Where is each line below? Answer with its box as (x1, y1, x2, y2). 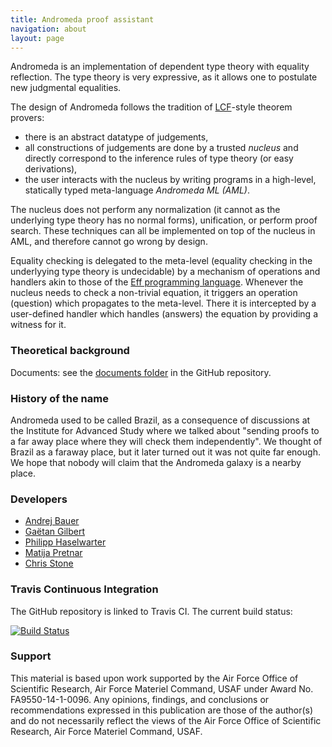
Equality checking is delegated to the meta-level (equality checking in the (10, 255, 313, 267)
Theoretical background (10, 344, 130, 358)
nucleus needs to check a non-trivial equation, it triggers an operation (10, 287, 298, 299)
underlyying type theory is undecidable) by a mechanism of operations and (10, 266, 321, 278)
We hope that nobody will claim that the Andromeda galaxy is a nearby (10, 456, 302, 468)
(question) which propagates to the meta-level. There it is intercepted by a (10, 297, 317, 310)
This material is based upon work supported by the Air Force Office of (10, 672, 299, 684)
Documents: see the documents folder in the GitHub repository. (10, 366, 272, 378)
